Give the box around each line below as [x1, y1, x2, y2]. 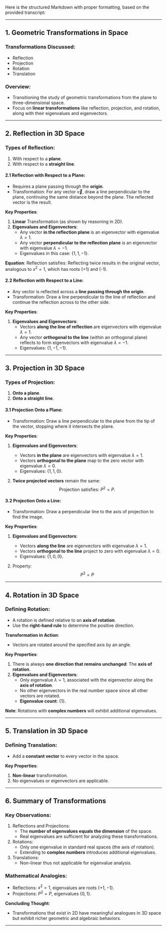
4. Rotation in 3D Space [5, 591, 80, 599]
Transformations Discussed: [5, 43, 76, 50]
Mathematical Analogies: [5, 872, 67, 879]
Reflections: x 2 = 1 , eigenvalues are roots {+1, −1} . [12, 884, 114, 891]
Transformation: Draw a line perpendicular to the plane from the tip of [12, 418, 155, 424]
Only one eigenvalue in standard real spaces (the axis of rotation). [19, 844, 155, 850]
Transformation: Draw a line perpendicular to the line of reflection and [12, 294, 156, 300]
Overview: [5, 83, 31, 90]
